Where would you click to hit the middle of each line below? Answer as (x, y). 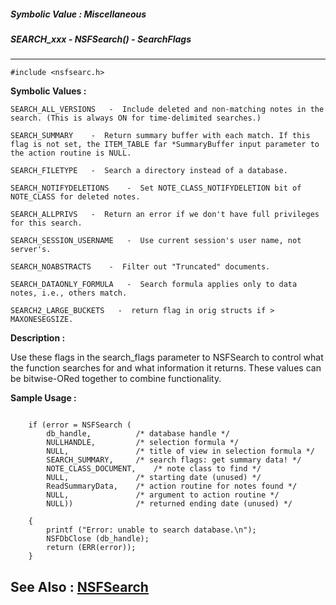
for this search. (46, 223)
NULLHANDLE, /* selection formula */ (143, 443)
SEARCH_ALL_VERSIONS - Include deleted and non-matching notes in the (167, 110)
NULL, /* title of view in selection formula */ (180, 451)
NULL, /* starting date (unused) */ (154, 478)
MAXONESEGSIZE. (42, 320)
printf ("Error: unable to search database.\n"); (151, 530)
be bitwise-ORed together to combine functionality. (116, 379)
